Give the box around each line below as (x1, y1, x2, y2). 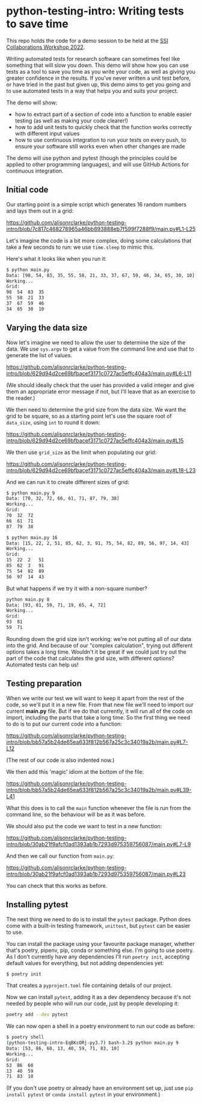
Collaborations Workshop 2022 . (6, 43, 85, 51)
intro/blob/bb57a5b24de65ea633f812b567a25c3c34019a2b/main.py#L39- (6, 786, 192, 793)
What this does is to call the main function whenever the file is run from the (6, 804, 191, 811)
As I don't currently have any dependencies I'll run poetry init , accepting (6, 952, 190, 960)
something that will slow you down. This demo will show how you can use (6, 62, 189, 69)
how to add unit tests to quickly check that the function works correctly (14, 123, 192, 130)
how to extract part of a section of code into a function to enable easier (14, 110, 192, 118)
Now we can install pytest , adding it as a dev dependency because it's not (6, 994, 191, 1001)
